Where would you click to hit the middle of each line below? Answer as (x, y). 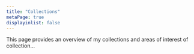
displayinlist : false (33, 23)
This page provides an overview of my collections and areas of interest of (97, 40)
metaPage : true (25, 17)
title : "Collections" (33, 12)
